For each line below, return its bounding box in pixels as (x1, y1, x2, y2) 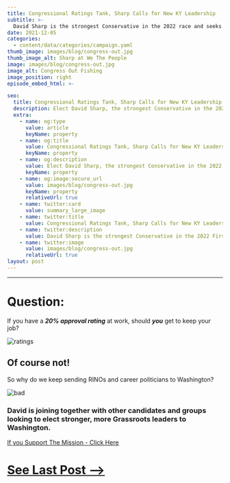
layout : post (7, 258, 44, 265)
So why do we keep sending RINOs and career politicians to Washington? (7, 375, 214, 384)
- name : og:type (19, 118, 66, 125)
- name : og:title (19, 137, 69, 144)
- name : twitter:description (19, 226, 103, 233)
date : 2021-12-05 (7, 29, 57, 36)
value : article (25, 124, 69, 131)
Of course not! (7, 357, 71, 369)
